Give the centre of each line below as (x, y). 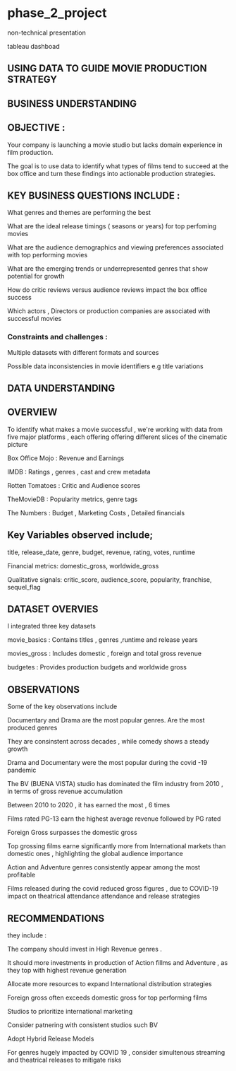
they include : (27, 935)
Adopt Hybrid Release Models (51, 1039)
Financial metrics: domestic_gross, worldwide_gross (83, 566)
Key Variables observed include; (80, 535)
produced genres (32, 728)
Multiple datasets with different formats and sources (83, 352)
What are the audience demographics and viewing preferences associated (116, 247)
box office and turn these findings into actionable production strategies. (112, 173)
